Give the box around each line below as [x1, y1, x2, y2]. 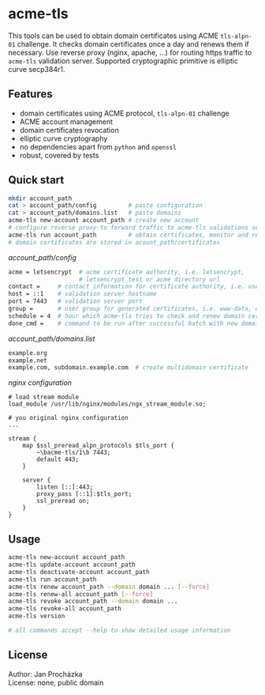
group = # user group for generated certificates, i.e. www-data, [8, 305, 252, 313]
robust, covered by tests [19, 150, 99, 160]
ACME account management [19, 116, 113, 127]
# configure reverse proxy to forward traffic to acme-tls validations [8, 224, 248, 232]
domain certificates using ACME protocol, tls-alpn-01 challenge [19, 108, 230, 118]
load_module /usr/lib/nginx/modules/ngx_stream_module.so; [8, 400, 207, 408]
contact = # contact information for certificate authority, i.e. [8, 282, 245, 291]
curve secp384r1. [8, 64, 65, 74]
